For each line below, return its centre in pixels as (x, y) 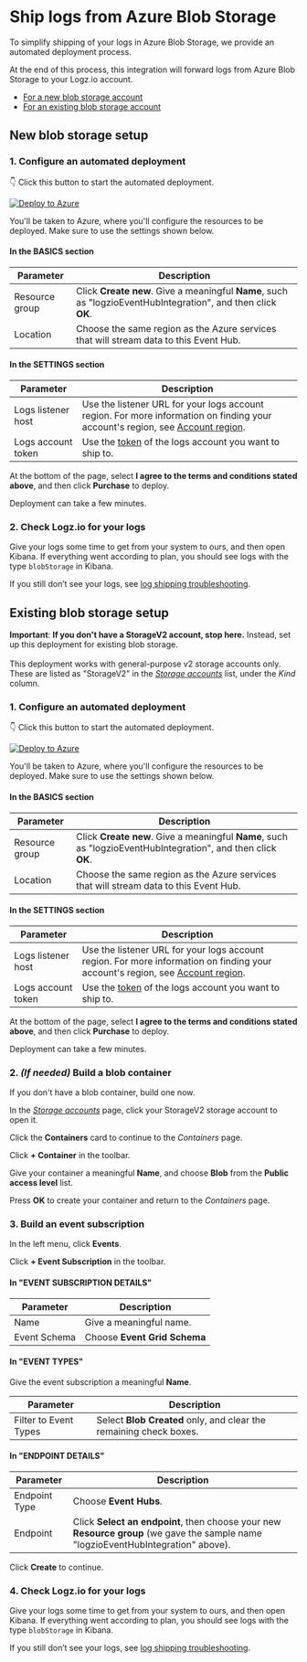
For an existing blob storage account (92, 106)
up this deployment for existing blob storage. (94, 645)
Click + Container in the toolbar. (70, 1156)
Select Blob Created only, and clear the (181, 1420)
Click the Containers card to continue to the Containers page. (126, 1138)
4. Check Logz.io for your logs (78, 1591)
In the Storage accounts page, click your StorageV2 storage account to (143, 1110)
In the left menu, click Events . (65, 1244)
